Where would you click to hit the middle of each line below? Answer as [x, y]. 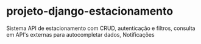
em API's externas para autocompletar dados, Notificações [80, 34]
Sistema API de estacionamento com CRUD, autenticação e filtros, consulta [101, 28]
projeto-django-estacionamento [90, 11]
